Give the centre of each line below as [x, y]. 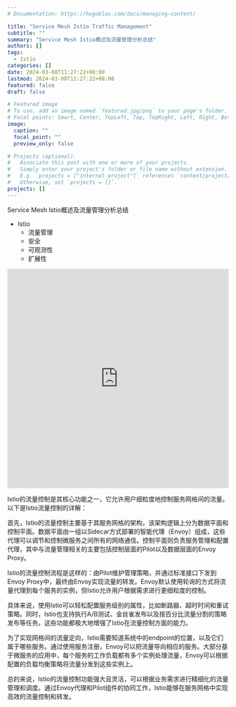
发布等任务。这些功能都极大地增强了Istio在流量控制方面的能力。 [99, 623]
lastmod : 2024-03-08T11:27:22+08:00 [61, 79]
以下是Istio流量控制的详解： [47, 508]
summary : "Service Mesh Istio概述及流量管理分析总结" [82, 39]
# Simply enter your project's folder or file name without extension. [118, 169]
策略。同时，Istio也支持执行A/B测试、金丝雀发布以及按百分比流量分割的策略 [117, 614]
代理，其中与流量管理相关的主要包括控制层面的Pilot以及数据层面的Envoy [112, 549]
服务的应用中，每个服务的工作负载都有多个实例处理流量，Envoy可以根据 [124, 655]
